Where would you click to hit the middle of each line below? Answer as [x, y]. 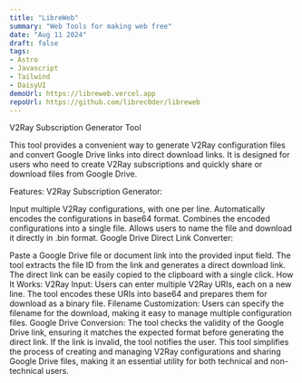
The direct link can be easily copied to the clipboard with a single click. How [151, 275]
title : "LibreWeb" [44, 18]
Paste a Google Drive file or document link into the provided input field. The [151, 255]
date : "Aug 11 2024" [49, 34]
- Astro [24, 60]
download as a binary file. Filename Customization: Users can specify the [146, 303]
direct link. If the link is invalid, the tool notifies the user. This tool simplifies [149, 342]
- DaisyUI [28, 85]
